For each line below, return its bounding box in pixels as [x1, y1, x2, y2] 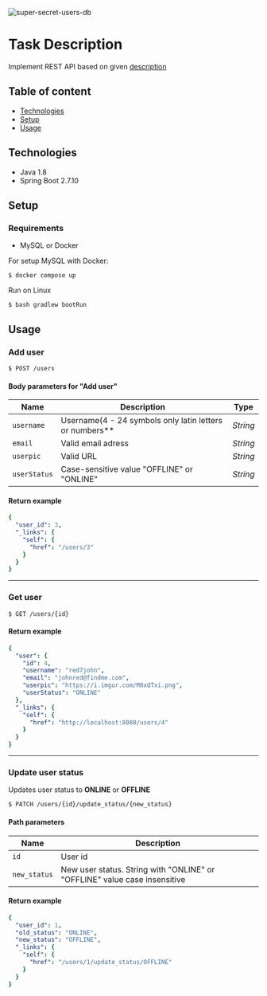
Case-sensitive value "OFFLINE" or [60, 464, 193, 475]
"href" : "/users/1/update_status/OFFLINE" [29, 959, 172, 967]
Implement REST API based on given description [8, 61, 167, 71]
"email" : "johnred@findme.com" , [22, 674, 130, 682]
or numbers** [60, 425, 115, 436]
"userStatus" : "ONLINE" [22, 689, 102, 697]
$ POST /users [8, 364, 56, 372]
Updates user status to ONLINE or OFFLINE [8, 785, 151, 794]
